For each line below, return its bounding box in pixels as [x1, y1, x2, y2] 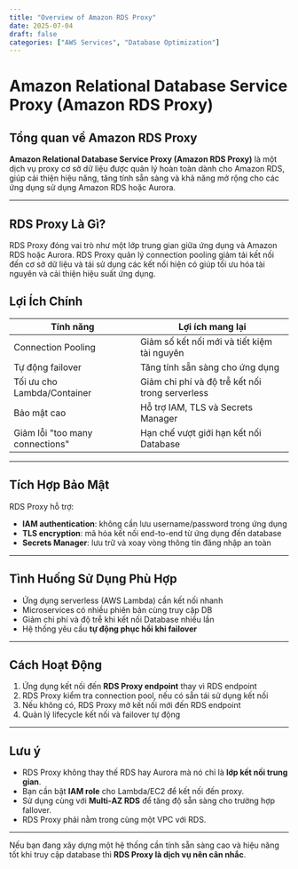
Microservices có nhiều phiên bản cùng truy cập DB [21, 604, 213, 615]
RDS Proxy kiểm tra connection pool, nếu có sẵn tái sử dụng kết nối [21, 690, 269, 701]
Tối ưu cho [13, 375, 58, 388]
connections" [13, 438, 70, 450]
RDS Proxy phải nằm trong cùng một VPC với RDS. [21, 815, 207, 825]
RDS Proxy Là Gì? [9, 216, 106, 231]
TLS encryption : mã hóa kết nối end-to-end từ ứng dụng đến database [21, 527, 282, 538]
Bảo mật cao [13, 406, 67, 419]
